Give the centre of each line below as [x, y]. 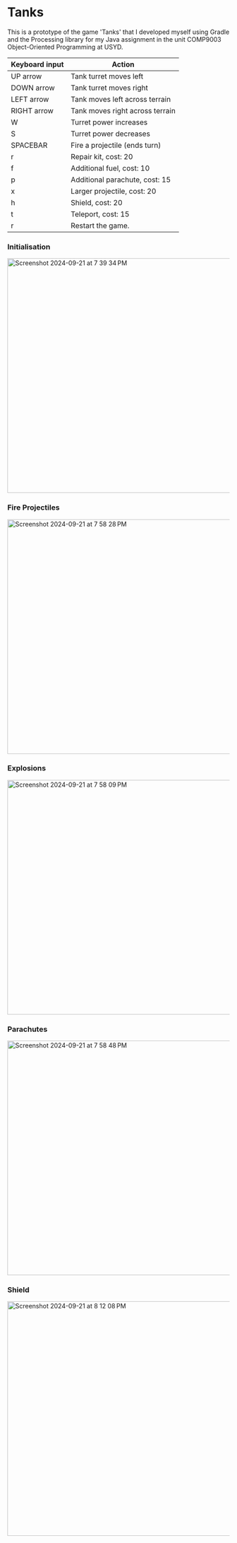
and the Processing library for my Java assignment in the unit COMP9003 [114, 39]
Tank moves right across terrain [123, 110]
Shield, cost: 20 [96, 202]
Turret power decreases [110, 134]
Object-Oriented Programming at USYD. [65, 47]
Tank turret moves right [109, 88]
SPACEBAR [29, 145]
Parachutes [28, 1029]
